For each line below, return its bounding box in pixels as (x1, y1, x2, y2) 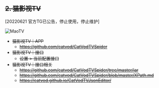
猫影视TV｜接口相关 (12, 61, 53, 67)
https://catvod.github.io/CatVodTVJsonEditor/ (19, 77, 112, 83)
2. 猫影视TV (5, 4, 41, 13)
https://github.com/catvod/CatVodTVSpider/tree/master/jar (19, 67, 139, 73)
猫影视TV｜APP (12, 38, 44, 44)
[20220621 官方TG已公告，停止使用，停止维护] (5, 18, 100, 24)
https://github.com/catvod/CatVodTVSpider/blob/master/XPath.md (19, 72, 154, 78)
